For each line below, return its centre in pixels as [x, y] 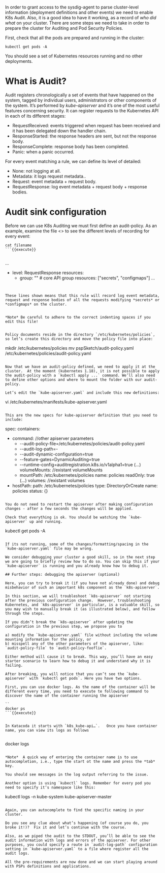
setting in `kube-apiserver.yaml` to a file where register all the [77, 849]
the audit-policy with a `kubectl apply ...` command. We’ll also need [80, 375]
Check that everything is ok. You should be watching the [66, 517]
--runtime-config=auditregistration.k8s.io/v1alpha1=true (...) [80, 464]
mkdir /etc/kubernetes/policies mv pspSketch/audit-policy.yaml [69, 348]
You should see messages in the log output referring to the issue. [77, 774]
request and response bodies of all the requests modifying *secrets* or [82, 300]
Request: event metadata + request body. [54, 181]
